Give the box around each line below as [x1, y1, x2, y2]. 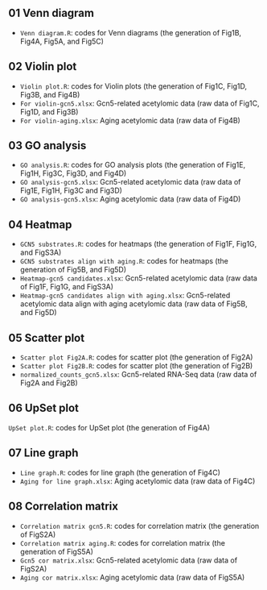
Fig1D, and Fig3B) [19, 106, 79, 116]
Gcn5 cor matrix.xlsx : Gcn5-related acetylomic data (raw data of [19, 555, 238, 565]
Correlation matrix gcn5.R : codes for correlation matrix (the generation [19, 521, 260, 530]
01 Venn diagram [8, 6, 95, 20]
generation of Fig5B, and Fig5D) [19, 265, 127, 275]
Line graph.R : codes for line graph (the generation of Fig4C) [19, 467, 221, 477]
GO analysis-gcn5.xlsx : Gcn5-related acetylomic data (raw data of [19, 177, 241, 187]
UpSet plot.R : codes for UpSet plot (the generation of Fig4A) [8, 422, 211, 432]
